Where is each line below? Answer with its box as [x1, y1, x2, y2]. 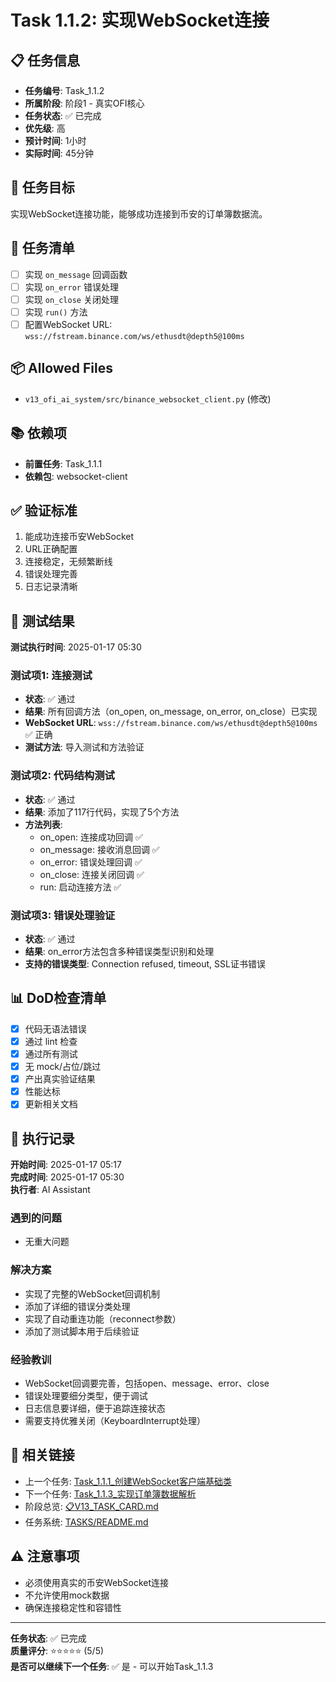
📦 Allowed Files [10, 360, 114, 377]
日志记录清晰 [24, 581, 78, 593]
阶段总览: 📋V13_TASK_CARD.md [24, 1500, 159, 1512]
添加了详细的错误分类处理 [24, 1300, 131, 1312]
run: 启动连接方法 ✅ [39, 881, 122, 893]
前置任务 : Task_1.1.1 [24, 457, 103, 470]
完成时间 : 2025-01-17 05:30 [10, 1171, 125, 1183]
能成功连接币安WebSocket [24, 531, 135, 543]
